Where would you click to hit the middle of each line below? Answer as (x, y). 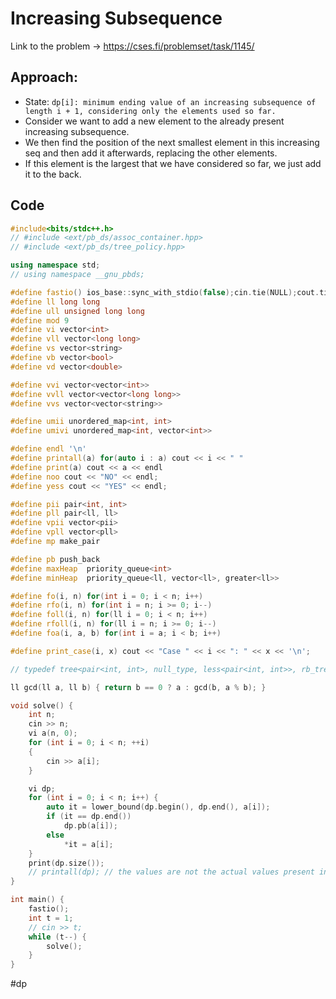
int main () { (37, 900)
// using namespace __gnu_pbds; (77, 275)
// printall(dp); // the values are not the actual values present (171, 872)
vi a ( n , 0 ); (53, 733)
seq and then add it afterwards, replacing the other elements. (151, 153)
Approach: (44, 77)
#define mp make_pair (55, 542)
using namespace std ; (55, 265)
